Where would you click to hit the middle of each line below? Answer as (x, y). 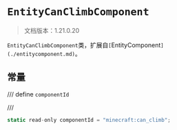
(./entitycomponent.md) (41, 54)
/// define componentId (38, 94)
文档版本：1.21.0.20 (52, 30)
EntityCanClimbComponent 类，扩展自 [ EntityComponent (84, 45)
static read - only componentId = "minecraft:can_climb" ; (89, 120)
